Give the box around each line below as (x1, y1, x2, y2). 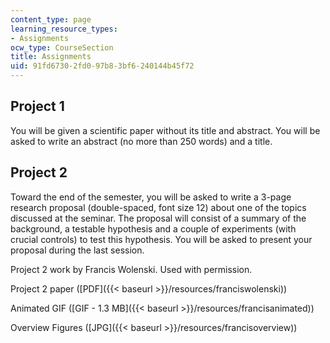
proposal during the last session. (10, 244, 145, 256)
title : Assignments (10, 52, 92, 62)
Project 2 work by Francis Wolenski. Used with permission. (10, 263, 253, 275)
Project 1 (10, 98, 65, 115)
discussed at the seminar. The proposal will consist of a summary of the (10, 212, 307, 224)
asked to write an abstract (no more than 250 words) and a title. (10, 135, 273, 147)
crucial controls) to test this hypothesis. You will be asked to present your (10, 233, 313, 245)
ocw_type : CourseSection (10, 42, 114, 53)
